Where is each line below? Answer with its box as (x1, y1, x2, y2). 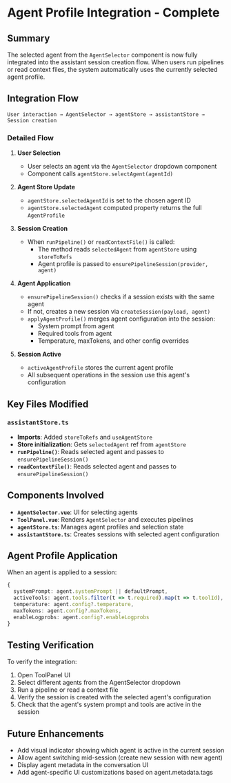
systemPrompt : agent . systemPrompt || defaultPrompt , (13, 588, 168, 595)
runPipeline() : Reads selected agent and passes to (17, 447, 164, 455)
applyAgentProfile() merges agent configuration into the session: (27, 314, 216, 323)
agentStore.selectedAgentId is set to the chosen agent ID (27, 196, 191, 205)
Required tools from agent (37, 330, 112, 338)
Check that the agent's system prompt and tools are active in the (17, 700, 201, 709)
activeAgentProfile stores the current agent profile (27, 364, 174, 372)
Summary (7, 32, 50, 44)
